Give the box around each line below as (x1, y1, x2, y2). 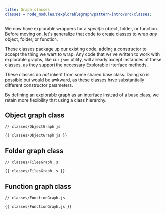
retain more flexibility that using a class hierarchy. (5, 97, 107, 103)
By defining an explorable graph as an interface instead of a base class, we (5, 92, 159, 98)
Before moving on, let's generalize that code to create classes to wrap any (5, 31, 157, 37)
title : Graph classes (5, 7, 50, 12)
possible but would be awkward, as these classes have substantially (5, 77, 145, 83)
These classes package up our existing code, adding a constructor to (5, 46, 147, 52)
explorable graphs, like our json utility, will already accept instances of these (5, 56, 162, 62)
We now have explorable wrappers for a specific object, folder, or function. (5, 25, 159, 31)
